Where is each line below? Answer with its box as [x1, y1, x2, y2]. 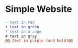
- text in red [5, 20, 35, 25]
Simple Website [5, 3, 72, 15]
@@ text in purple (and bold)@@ [5, 38, 73, 43]
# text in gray [5, 34, 37, 39]
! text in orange [5, 29, 42, 34]
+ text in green [5, 24, 39, 29]
